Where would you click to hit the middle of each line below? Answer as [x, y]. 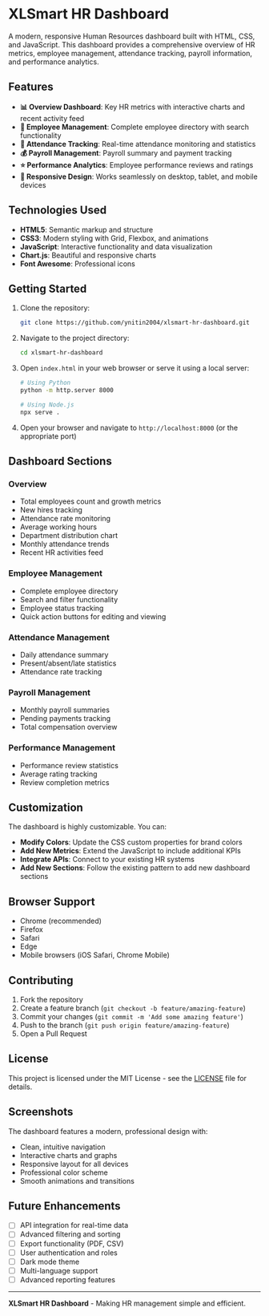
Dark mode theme [50, 1261]
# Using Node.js [47, 405]
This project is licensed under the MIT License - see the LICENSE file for [127, 1078]
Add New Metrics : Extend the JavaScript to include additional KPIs [130, 851]
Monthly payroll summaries [65, 710]
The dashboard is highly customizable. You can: [87, 827]
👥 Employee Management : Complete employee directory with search [134, 127]
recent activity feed [52, 118]
